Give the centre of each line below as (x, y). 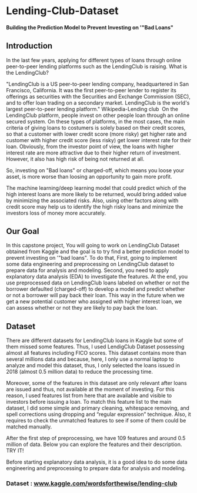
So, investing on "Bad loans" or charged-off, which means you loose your (95, 170)
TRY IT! (15, 451)
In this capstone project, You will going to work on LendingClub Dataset (93, 246)
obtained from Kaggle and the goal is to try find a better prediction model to (98, 251)
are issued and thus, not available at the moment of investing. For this (90, 390)
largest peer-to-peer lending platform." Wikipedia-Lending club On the (92, 109)
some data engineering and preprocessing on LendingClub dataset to (90, 264)
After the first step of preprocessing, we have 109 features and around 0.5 (96, 438)
